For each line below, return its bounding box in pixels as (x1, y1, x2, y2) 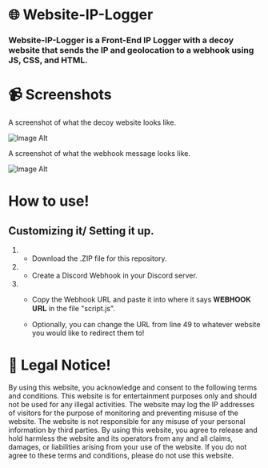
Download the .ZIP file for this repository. (31, 254, 167, 263)
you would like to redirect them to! (31, 328, 145, 338)
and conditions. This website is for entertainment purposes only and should (8, 390, 258, 401)
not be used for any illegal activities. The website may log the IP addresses (8, 399, 254, 409)
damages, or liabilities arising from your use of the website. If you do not (8, 442, 247, 451)
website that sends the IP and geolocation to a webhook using (8, 45, 254, 56)
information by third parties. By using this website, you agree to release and (8, 425, 258, 434)
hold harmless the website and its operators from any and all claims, (8, 434, 234, 443)
